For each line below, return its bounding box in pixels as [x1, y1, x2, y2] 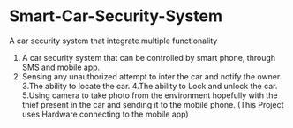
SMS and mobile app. [21, 62, 101, 72]
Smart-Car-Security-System [9, 6, 223, 26]
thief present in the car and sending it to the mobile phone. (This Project [21, 99, 284, 109]
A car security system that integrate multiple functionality [9, 35, 218, 46]
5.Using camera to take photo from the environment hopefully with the [21, 90, 278, 101]
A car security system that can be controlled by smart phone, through [21, 52, 276, 63]
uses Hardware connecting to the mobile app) [21, 109, 189, 119]
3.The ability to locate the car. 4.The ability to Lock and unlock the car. [21, 80, 278, 91]
